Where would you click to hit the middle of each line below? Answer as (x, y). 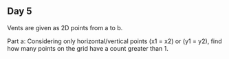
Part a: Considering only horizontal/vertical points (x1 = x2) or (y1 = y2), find (115, 41)
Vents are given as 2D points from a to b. (65, 27)
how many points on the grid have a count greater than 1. (88, 48)
